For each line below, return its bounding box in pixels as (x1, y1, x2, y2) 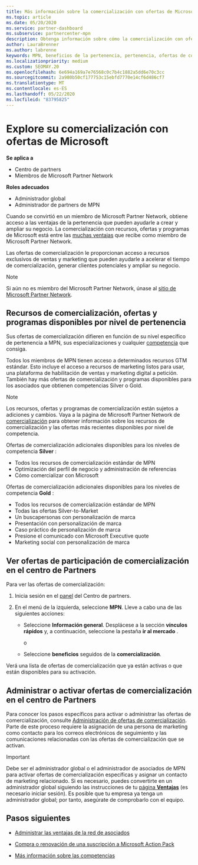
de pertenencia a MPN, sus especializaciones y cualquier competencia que (6, 339, 189, 346)
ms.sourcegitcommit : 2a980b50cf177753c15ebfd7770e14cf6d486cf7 (6, 74, 165, 80)
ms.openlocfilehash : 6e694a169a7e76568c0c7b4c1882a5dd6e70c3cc (6, 69, 165, 75)
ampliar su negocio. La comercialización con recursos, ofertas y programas (6, 225, 190, 232)
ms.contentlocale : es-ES (6, 86, 67, 92)
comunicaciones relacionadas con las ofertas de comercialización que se (6, 736, 184, 743)
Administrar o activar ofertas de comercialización (6, 685, 192, 695)
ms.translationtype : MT (6, 80, 65, 86)
